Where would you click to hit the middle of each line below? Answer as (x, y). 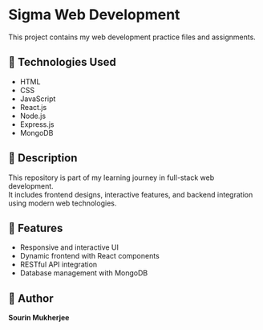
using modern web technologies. (63, 203)
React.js (33, 107)
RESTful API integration (59, 265)
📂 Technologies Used (62, 62)
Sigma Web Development (94, 15)
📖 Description (43, 158)
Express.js (37, 124)
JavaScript (38, 99)
